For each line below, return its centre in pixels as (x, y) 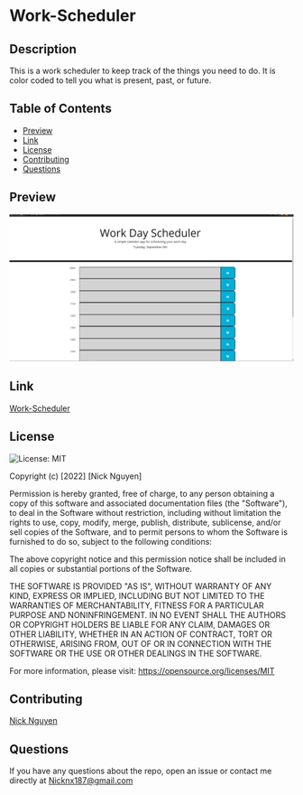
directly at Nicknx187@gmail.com (71, 781)
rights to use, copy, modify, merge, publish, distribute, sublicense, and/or (145, 522)
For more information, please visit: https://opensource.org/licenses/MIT (142, 670)
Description (43, 49)
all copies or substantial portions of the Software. (101, 568)
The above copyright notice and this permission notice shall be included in (147, 559)
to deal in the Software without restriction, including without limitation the (145, 512)
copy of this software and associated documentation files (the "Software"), (149, 503)
